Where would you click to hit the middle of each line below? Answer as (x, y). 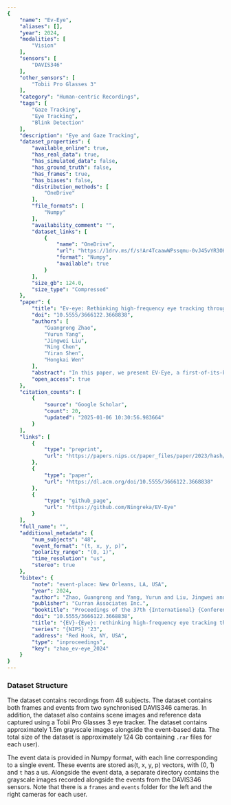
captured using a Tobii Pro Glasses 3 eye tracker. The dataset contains (107, 722)
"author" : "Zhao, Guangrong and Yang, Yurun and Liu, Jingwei (123, 597)
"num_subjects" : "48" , (64, 539)
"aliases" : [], (41, 26)
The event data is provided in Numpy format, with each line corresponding (112, 758)
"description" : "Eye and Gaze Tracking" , (79, 135)
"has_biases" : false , (63, 180)
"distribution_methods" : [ (70, 187)
